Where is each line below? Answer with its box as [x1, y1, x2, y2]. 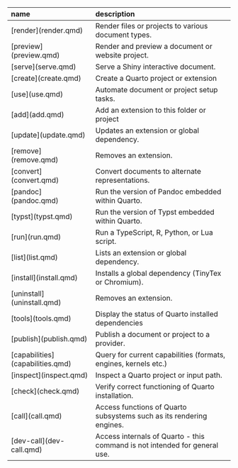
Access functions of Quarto [95, 402, 187, 412]
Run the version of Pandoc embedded [95, 187, 222, 196]
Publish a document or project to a [95, 330, 210, 339]
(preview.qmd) [11, 50, 60, 60]
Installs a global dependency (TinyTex [95, 269, 222, 278]
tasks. [95, 94, 115, 104]
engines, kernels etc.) [95, 359, 168, 368]
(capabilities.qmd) [11, 359, 72, 368]
